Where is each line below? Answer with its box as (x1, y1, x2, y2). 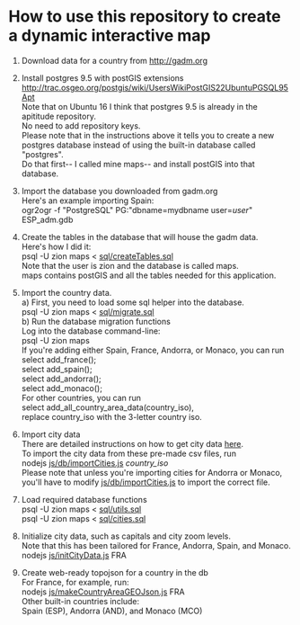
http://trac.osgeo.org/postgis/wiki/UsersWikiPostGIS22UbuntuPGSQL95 (21, 82, 289, 93)
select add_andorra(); (21, 373, 101, 384)
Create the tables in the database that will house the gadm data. (21, 231, 259, 242)
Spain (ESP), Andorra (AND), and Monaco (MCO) (21, 605, 203, 616)
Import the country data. (21, 287, 112, 298)
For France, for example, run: (21, 576, 129, 587)
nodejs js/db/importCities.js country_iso (21, 457, 169, 469)
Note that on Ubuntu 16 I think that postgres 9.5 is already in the (21, 101, 258, 112)
